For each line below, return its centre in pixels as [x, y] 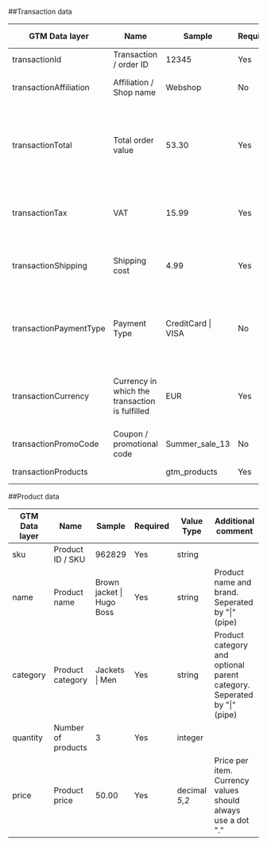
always [227, 810]
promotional [136, 444]
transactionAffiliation [51, 87]
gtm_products [192, 472]
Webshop [184, 87]
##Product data [34, 496]
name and [233, 582]
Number [69, 728]
